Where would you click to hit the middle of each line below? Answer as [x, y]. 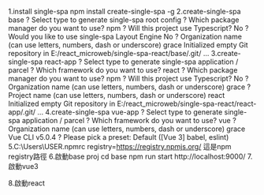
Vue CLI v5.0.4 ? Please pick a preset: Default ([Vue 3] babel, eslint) [119, 137]
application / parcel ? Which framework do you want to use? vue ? [129, 120]
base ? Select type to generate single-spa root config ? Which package [124, 20]
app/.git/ [22, 112]
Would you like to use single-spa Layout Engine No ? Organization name [125, 36]
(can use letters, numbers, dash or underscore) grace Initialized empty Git [128, 45]
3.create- [226, 53]
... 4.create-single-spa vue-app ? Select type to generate [130, 112]
